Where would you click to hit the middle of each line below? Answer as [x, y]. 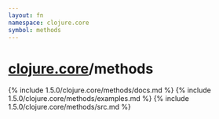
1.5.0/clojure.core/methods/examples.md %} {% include [99, 99]
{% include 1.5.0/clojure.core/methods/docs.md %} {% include [110, 90]
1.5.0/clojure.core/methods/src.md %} [69, 107]
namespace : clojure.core [49, 23]
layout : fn [26, 15]
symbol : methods [35, 30]
